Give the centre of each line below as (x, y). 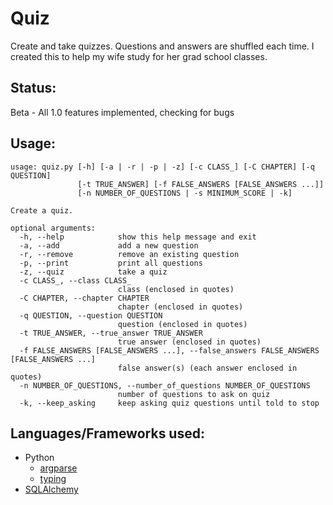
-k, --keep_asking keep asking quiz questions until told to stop (169, 403)
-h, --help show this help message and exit (138, 237)
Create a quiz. (42, 210)
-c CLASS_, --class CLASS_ (75, 280)
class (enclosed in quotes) (176, 289)
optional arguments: (53, 228)
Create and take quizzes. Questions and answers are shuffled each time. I (162, 46)
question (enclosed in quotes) (182, 324)
